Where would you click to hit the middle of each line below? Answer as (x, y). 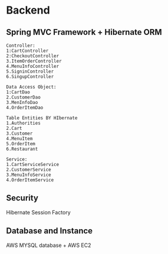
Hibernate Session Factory (38, 212)
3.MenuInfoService (29, 175)
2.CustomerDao (24, 97)
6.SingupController (30, 77)
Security (22, 198)
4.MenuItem (19, 139)
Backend (28, 10)
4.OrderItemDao (25, 108)
